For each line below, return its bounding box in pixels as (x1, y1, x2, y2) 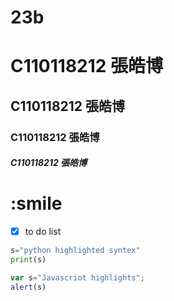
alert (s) (10, 282, 47, 292)
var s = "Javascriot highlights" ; (10, 273, 145, 283)
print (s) (10, 255, 47, 265)
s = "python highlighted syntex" (10, 246, 141, 256)
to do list (24, 226, 62, 238)
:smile (10, 192, 63, 215)
